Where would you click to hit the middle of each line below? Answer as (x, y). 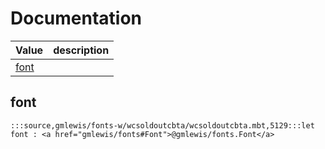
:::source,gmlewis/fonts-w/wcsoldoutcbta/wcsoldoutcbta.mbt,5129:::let (162, 125)
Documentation (76, 18)
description (81, 50)
